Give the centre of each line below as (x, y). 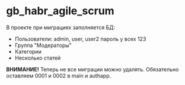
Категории (28, 51)
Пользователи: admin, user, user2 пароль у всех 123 (80, 39)
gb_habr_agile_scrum (60, 11)
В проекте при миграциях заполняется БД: (61, 27)
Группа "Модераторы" (43, 45)
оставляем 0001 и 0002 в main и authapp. (59, 75)
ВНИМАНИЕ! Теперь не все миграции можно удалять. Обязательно (92, 69)
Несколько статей (38, 58)
